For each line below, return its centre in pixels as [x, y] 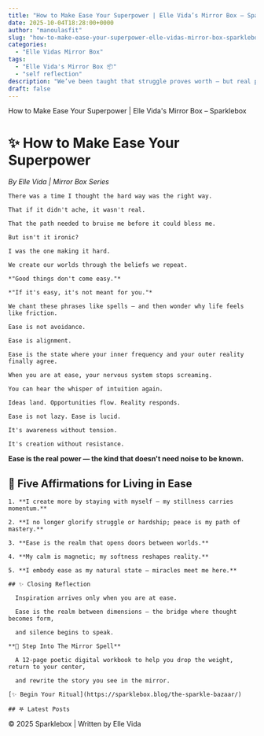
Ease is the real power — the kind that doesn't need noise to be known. [126, 459]
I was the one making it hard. [59, 251]
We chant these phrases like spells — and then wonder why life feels [126, 307]
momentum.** [27, 509]
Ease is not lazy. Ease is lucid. [65, 417]
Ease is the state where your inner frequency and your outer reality [126, 355]
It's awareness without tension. [63, 431]
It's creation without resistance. [66, 444]
